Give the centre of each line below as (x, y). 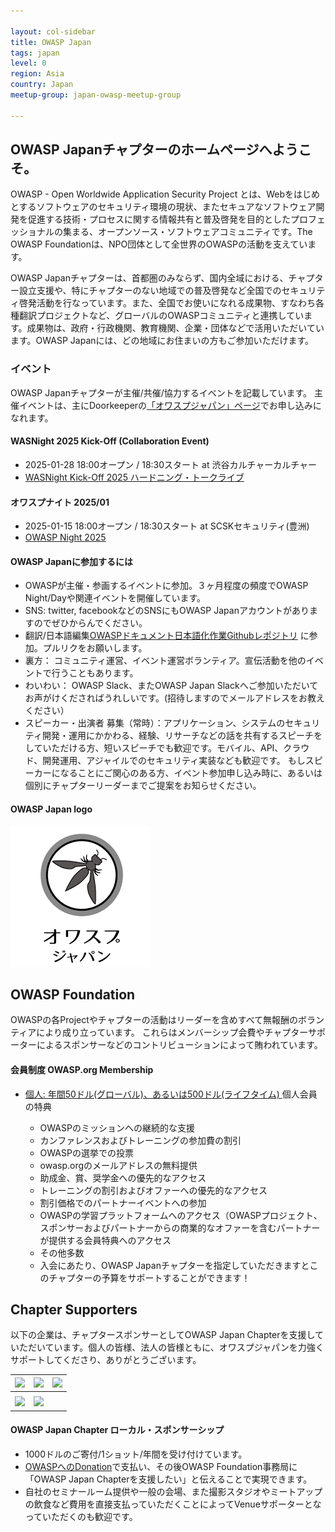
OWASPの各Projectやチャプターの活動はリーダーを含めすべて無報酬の (154, 1020)
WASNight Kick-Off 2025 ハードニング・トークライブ (134, 477)
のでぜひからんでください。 (90, 623)
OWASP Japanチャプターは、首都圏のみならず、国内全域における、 (149, 278)
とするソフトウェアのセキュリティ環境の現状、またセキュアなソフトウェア (163, 207)
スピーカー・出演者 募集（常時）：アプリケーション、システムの (155, 723)
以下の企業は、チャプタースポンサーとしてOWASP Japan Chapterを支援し (162, 1335)
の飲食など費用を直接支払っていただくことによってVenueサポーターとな (173, 1504)
